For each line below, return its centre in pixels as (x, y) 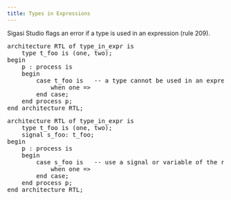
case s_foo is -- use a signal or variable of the (127, 162)
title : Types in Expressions (49, 13)
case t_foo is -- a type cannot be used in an (120, 80)
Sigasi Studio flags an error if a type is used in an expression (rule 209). (109, 33)
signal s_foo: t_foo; (58, 134)
